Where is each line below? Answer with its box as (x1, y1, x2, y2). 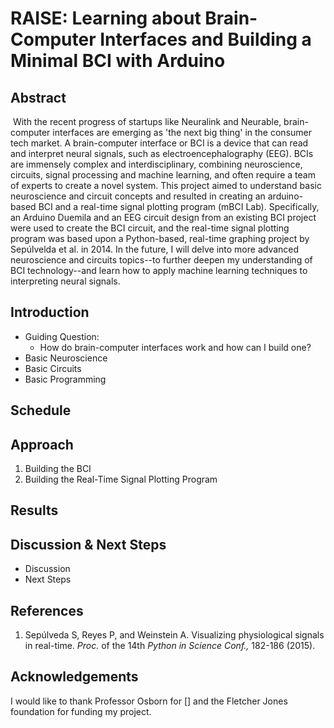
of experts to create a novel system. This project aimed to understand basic (10, 180, 322, 191)
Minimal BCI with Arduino (10, 50, 226, 72)
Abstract (10, 89, 67, 106)
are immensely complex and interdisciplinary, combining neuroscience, (10, 158, 303, 170)
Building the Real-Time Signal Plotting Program (24, 473, 218, 486)
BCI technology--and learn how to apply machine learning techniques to (10, 265, 308, 276)
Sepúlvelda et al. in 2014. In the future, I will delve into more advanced (10, 243, 300, 255)
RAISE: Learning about (10, 7, 202, 30)
